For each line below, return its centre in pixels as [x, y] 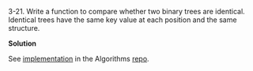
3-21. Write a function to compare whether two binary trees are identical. [126, 11]
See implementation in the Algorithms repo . [79, 59]
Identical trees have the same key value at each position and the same [123, 20]
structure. [24, 28]
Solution [23, 43]
